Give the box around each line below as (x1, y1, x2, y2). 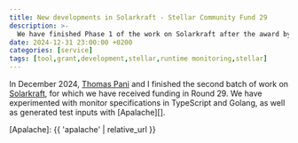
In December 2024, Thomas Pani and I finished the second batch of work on (9, 79, 289, 89)
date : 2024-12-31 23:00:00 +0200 (9, 37, 133, 47)
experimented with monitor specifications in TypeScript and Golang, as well (9, 98, 286, 107)
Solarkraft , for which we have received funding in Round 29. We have (9, 88, 263, 99)
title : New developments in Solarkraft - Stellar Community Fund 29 (9, 12, 268, 22)
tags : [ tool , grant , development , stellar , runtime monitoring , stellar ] (9, 54, 268, 63)
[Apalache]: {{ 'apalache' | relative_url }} (9, 124, 157, 134)
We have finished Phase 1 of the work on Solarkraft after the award (17, 29, 279, 38)
